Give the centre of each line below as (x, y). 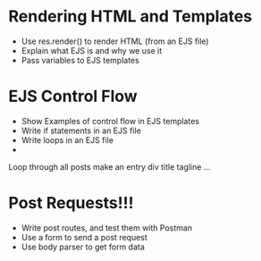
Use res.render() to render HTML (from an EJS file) (115, 41)
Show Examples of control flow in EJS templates (110, 121)
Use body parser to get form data (83, 247)
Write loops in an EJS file (67, 139)
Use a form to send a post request (84, 237)
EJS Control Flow (73, 97)
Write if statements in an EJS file (81, 130)
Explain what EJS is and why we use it (92, 50)
